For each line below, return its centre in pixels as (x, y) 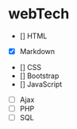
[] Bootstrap (39, 76)
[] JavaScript (41, 84)
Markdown (37, 51)
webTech (39, 14)
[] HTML (33, 36)
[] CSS (31, 67)
